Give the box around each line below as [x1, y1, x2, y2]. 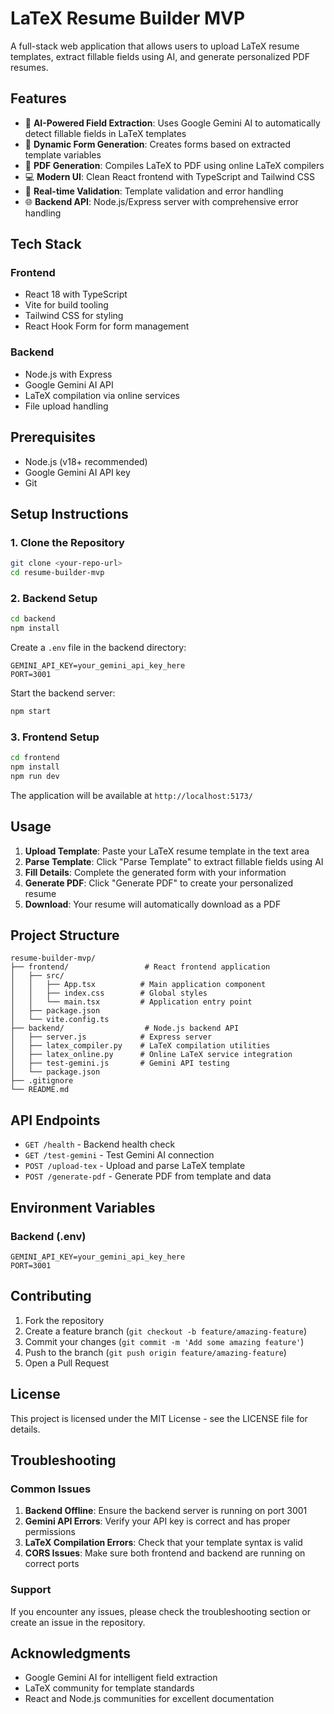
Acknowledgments [10, 1645, 132, 1662]
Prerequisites [10, 429, 96, 446]
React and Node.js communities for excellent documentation [24, 1693, 275, 1705]
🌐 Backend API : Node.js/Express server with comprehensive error [24, 195, 299, 207]
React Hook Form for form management [24, 320, 190, 332]
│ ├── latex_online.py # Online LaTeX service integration [10, 1050, 293, 1060]
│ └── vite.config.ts [10, 1015, 110, 1025]
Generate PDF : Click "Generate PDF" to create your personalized [24, 877, 293, 889]
